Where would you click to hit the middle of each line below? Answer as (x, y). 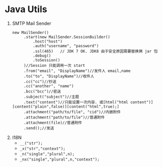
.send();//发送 (39, 128)
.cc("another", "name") (49, 86)
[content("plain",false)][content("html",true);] (66, 107)
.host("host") (48, 41)
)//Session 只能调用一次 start (54, 65)
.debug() (42, 56)
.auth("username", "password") (66, 46)
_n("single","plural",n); (47, 154)
